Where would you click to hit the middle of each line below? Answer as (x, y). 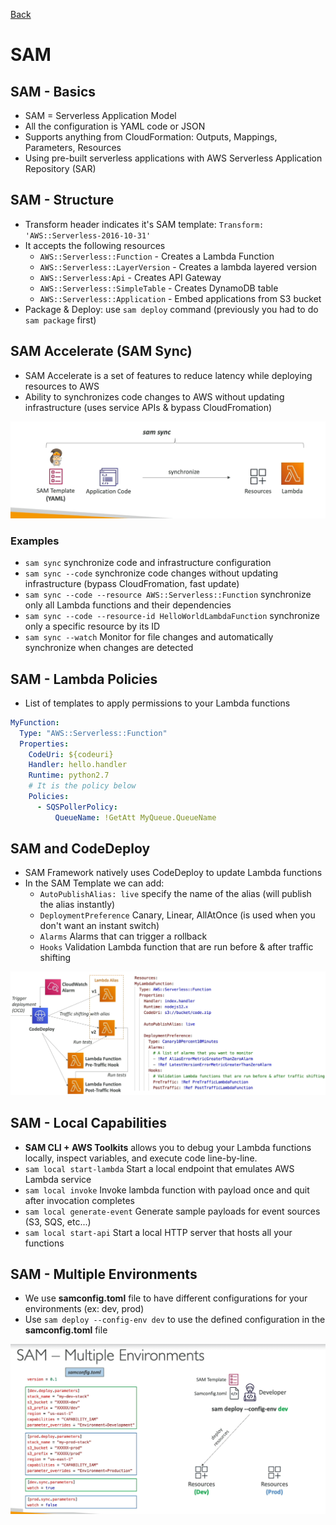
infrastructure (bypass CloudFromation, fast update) (132, 584)
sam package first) (60, 320)
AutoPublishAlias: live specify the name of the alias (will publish (175, 894)
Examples (35, 541)
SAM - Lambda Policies (84, 679)
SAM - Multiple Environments (104, 1274)
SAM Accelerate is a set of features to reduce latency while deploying (168, 375)
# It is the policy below (82, 786)
